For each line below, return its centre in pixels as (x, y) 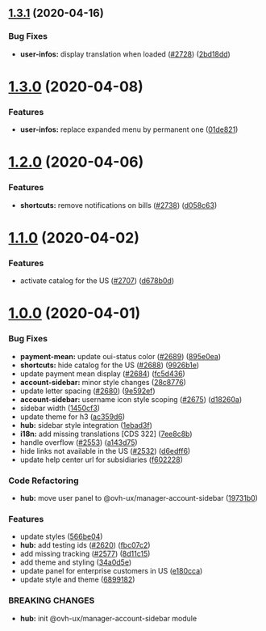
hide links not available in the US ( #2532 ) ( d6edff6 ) (105, 451)
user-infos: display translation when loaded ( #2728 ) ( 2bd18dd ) (125, 54)
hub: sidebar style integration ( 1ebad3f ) (86, 425)
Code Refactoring (44, 481)
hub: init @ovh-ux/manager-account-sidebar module (108, 618)
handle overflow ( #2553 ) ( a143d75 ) (79, 442)
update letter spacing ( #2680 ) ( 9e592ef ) (87, 391)
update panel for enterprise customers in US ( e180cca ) (111, 571)
